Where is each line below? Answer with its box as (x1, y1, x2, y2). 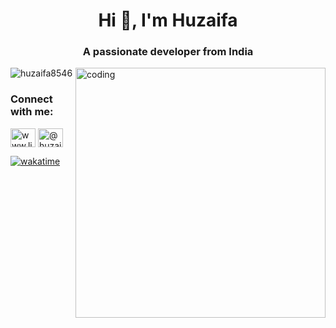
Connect (10, 92, 53, 106)
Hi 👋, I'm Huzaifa (98, 9, 238, 32)
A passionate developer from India (82, 45, 254, 59)
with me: (10, 105, 54, 119)
